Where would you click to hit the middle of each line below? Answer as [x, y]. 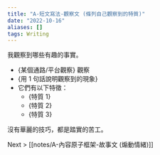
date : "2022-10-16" [36, 21]
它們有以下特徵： [43, 88]
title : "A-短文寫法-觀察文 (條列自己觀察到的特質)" [76, 14]
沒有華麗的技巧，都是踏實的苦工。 [57, 129]
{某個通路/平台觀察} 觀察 [54, 70]
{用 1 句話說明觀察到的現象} [58, 79]
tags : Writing [28, 34]
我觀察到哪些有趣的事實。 [45, 55]
